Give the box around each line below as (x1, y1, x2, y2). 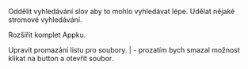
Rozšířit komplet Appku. (8, 31, 86, 39)
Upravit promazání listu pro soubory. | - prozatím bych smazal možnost (8, 45, 240, 54)
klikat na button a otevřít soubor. (8, 54, 114, 63)
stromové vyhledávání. (8, 15, 82, 24)
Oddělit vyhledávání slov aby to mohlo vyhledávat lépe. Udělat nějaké (8, 7, 235, 16)
